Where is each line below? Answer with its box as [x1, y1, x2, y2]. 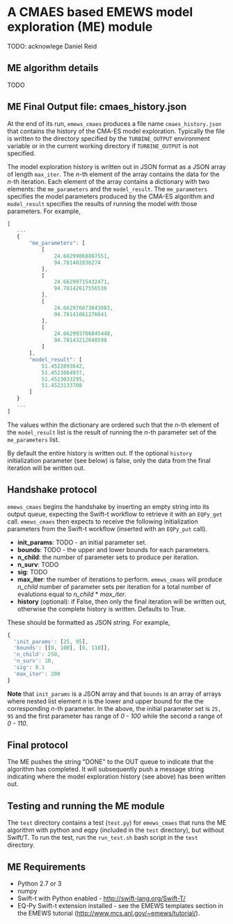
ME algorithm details [7, 62, 99, 74]
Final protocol [7, 739, 68, 751]
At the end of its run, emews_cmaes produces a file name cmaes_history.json [7, 119, 222, 127]
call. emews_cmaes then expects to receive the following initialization [7, 517, 198, 526]
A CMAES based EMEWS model [7, 4, 193, 20]
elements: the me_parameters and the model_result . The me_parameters [7, 185, 208, 193]
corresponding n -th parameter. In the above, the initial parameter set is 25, [7, 704, 221, 712]
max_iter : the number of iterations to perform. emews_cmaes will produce [17, 575, 223, 584]
